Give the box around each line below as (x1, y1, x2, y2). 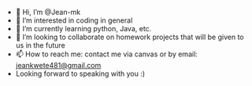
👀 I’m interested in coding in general (15, 16, 133, 25)
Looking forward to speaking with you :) (15, 69, 146, 78)
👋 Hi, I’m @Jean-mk (15, 8, 81, 16)
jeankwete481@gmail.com (15, 61, 102, 70)
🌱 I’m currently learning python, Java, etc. (15, 24, 152, 33)
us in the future (15, 41, 65, 50)
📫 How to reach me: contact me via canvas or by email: (15, 49, 198, 59)
